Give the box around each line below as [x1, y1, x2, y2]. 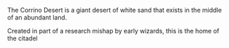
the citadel [7, 34, 38, 42]
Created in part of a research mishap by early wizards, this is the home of [7, 27, 220, 35]
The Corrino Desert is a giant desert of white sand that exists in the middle [7, 6, 222, 14]
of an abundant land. [7, 13, 67, 22]
